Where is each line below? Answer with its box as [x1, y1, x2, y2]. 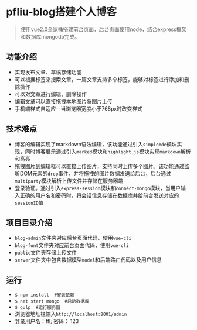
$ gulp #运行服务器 [14, 305, 60, 311]
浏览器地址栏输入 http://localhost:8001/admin [14, 311, 127, 318]
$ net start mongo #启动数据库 [14, 298, 90, 304]
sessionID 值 [14, 199, 44, 206]
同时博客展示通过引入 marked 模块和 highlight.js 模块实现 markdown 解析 [25, 147, 191, 155]
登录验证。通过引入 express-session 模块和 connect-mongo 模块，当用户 [14, 184, 181, 191]
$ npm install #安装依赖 [14, 292, 74, 298]
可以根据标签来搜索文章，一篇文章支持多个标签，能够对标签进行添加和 [14, 75, 185, 82]
